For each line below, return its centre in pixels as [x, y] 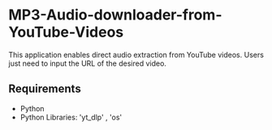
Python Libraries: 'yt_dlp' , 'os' [71, 117]
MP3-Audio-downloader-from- [115, 15]
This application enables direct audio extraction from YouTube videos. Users [136, 54]
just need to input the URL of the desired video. [87, 63]
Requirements [45, 89]
